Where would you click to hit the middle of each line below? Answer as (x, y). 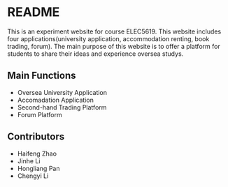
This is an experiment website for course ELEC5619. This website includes (114, 31)
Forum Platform (40, 114)
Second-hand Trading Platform (62, 107)
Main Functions (42, 76)
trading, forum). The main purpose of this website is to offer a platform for (114, 46)
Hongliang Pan (38, 168)
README (34, 12)
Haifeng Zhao (37, 154)
